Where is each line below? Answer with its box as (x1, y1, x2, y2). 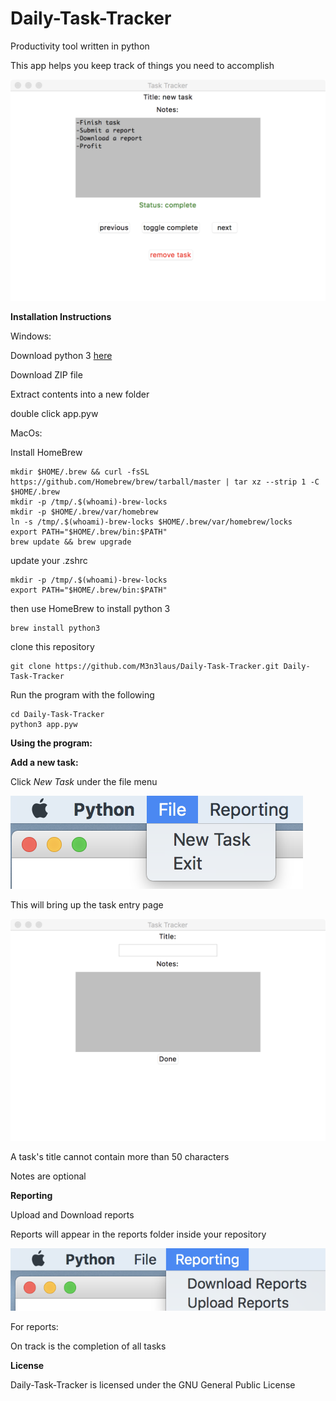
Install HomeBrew (10, 447, 83, 459)
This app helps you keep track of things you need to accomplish (10, 59, 275, 71)
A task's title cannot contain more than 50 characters (10, 1150, 230, 1162)
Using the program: (10, 737, 93, 749)
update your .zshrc (10, 555, 88, 567)
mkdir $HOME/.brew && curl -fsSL (10, 467, 150, 477)
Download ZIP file (10, 369, 83, 381)
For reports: (10, 1320, 59, 1332)
